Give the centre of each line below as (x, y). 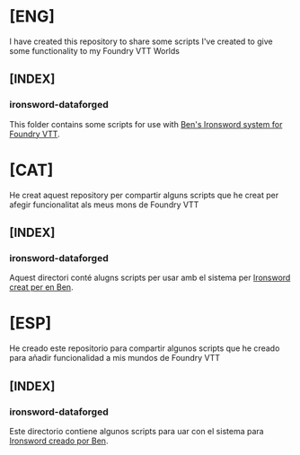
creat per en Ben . (41, 287)
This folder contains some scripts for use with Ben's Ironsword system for (146, 124)
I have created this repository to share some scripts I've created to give (141, 41)
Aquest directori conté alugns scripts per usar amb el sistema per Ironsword (150, 278)
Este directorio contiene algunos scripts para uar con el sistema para (137, 431)
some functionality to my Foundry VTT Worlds (94, 50)
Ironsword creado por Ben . (59, 441)
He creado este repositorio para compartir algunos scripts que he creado (145, 348)
